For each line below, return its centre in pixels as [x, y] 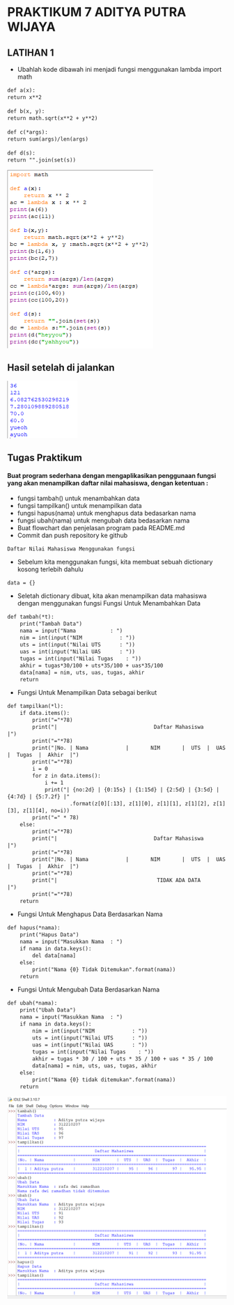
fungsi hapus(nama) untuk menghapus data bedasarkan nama [107, 513]
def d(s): [22, 153]
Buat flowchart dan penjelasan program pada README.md [101, 528]
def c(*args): [28, 132]
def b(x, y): [26, 111]
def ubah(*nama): [32, 1003]
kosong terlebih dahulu [50, 569]
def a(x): [22, 91]
